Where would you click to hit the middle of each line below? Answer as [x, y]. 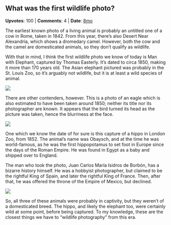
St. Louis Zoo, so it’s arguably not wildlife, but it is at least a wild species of [84, 73]
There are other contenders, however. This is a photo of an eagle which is [83, 98]
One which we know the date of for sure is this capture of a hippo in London [85, 133]
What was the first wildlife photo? [60, 8]
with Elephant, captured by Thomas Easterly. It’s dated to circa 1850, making [86, 62]
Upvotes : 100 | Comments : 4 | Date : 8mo [49, 20]
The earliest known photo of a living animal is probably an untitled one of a [84, 31]
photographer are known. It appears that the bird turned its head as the [80, 109]
